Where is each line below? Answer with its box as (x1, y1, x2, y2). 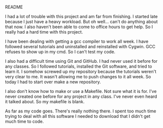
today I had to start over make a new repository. (5, 79, 101, 85)
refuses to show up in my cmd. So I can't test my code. (5, 49, 116, 55)
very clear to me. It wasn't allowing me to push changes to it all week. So (5, 74, 151, 79)
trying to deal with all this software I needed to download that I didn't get (5, 113, 151, 119)
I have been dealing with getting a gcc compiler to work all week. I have (5, 38, 148, 44)
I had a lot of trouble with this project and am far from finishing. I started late (5, 14, 158, 19)
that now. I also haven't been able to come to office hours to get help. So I (5, 24, 153, 30)
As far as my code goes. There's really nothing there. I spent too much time (5, 108, 157, 114)
